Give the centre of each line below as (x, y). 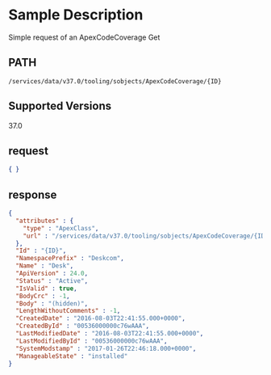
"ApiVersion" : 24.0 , (52, 274)
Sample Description (76, 15)
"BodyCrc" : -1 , (43, 296)
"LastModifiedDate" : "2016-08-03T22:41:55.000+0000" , (110, 334)
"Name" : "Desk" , (45, 266)
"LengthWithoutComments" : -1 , (68, 311)
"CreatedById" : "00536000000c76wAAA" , (83, 326)
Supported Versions (60, 106)
